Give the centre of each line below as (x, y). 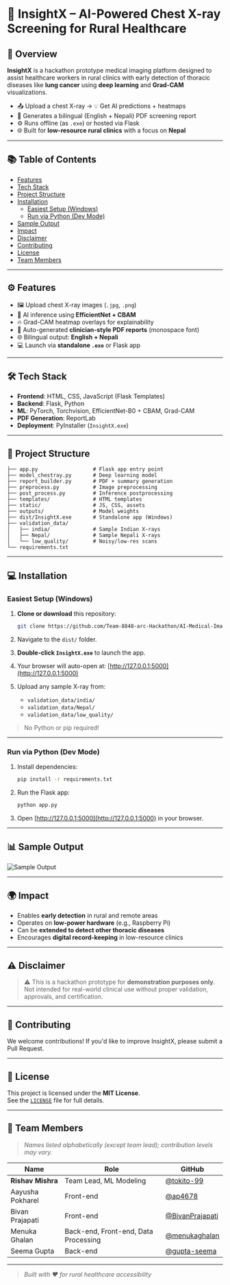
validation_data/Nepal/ (61, 707)
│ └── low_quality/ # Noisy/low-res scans (82, 541)
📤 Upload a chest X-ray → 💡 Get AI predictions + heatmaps (101, 106)
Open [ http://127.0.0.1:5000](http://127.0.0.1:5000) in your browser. (110, 818)
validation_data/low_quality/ (71, 715)
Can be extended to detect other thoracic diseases (91, 930)
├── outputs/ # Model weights (73, 511)
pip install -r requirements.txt (65, 779)
